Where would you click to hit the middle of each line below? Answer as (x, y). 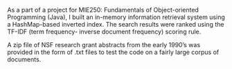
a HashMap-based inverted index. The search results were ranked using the (116, 24)
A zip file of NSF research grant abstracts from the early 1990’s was (104, 45)
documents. (24, 59)
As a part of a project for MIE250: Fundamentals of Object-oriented (103, 10)
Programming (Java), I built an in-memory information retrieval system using (116, 17)
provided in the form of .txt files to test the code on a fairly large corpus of (113, 52)
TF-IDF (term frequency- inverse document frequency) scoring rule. (104, 31)
